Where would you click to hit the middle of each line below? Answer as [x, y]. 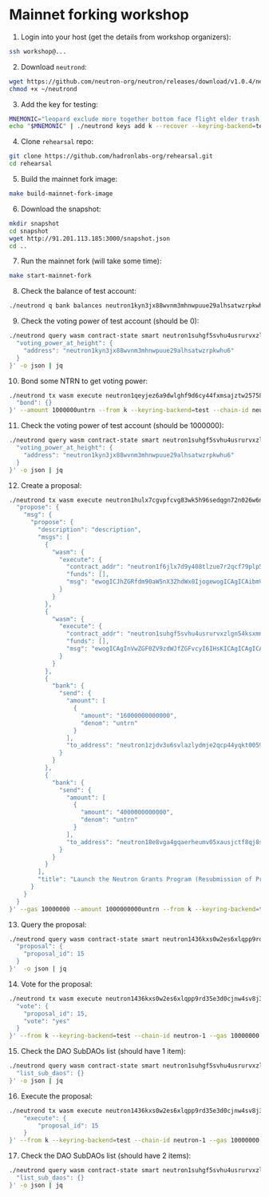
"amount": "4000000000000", [127, 813]
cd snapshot [29, 231]
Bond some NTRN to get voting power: [84, 381]
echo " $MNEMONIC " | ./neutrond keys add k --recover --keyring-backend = [133, 126]
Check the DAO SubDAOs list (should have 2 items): [106, 1156]
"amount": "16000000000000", [129, 715]
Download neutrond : [53, 66]
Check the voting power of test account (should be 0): [110, 321]
